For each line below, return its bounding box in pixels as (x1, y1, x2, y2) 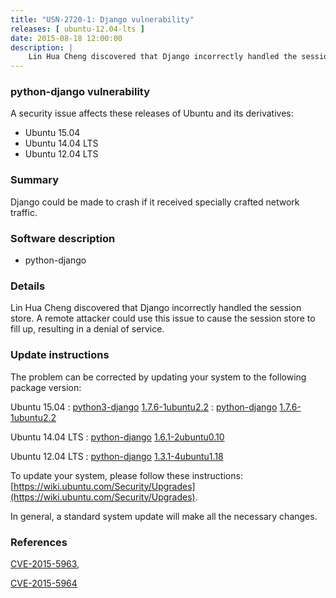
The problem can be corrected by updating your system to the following (10, 371, 307, 383)
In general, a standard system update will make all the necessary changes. (10, 510, 318, 522)
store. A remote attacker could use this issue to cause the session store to (10, 312, 316, 325)
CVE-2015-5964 (10, 577, 78, 589)
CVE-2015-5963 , (10, 557, 80, 570)
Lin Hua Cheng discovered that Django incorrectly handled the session (10, 302, 302, 314)
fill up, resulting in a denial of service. (10, 323, 165, 335)
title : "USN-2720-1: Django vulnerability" (10, 14, 195, 25)
